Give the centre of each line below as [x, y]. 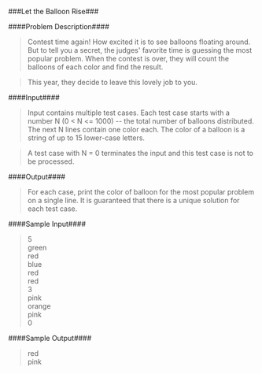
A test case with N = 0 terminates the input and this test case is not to [140, 153]
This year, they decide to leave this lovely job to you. [113, 82]
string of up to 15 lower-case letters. [86, 138]
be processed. [51, 161]
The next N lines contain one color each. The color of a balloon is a [136, 130]
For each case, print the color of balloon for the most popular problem [140, 192]
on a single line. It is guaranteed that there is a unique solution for [133, 200]
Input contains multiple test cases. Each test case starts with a [129, 113]
